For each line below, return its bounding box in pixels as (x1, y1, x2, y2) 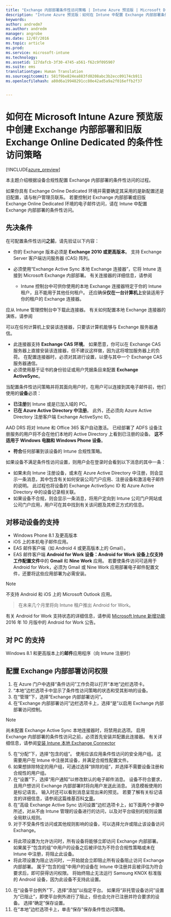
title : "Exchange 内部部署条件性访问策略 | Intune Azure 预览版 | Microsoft (6, 7, 161, 13)
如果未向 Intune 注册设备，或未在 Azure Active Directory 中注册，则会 (13, 469, 159, 476)
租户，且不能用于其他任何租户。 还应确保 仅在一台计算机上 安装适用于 (20, 289, 164, 296)
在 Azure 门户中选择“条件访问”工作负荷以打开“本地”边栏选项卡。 (13, 681, 148, 687)
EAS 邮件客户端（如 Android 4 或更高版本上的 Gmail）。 (13, 545, 128, 551)
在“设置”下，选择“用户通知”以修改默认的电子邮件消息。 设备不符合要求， (13, 776, 165, 782)
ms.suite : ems (6, 64, 36, 69)
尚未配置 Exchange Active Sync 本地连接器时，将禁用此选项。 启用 (6, 727, 146, 733)
